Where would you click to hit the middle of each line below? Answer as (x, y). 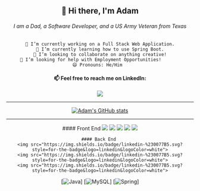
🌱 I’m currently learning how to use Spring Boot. (100, 49)
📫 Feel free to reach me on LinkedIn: (100, 79)
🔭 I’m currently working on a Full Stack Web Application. (100, 44)
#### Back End (99, 139)
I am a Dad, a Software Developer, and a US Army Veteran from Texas (100, 26)
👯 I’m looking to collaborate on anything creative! (100, 54)
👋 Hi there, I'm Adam (100, 11)
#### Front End (82, 128)
